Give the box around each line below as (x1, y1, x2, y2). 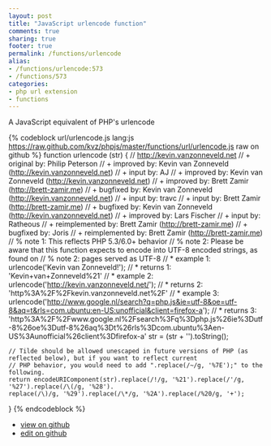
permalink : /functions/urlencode (8, 50, 122, 58)
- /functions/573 (8, 72, 67, 80)
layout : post (8, 11, 53, 20)
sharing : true (8, 34, 57, 43)
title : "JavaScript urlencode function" (8, 19, 148, 28)
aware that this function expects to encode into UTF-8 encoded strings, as (8, 245, 258, 255)
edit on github (19, 428, 67, 439)
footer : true (8, 42, 53, 50)
